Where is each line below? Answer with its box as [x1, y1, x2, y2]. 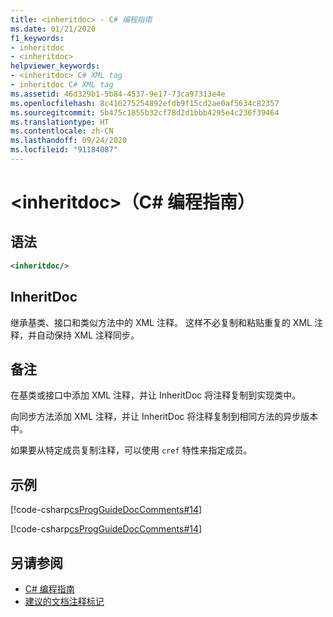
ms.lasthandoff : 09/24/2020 [10, 136, 128, 146]
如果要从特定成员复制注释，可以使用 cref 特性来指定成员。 [10, 444, 253, 456]
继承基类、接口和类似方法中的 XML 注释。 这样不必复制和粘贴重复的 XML [10, 316, 312, 328]
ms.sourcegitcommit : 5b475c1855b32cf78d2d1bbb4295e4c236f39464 [10, 107, 280, 118]
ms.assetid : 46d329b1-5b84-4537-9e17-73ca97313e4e [10, 89, 226, 99]
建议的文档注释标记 [24, 596, 105, 607]
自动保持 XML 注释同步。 [36, 329, 140, 341]
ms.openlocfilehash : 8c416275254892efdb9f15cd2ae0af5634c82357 [10, 98, 280, 108]
